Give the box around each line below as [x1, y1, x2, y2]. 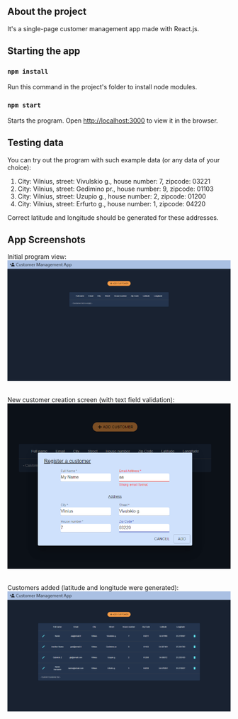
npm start [7, 101, 41, 109]
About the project [7, 6, 87, 18]
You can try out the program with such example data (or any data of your [7, 155, 220, 164]
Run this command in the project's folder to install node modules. [7, 82, 198, 91]
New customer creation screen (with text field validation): [7, 396, 175, 404]
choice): [7, 163, 32, 172]
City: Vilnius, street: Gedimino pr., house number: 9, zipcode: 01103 [17, 184, 214, 193]
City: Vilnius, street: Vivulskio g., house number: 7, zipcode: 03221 [17, 177, 211, 185]
